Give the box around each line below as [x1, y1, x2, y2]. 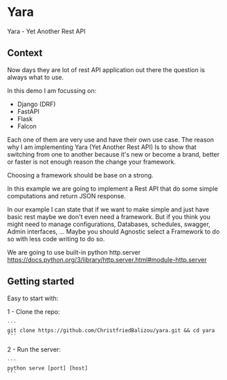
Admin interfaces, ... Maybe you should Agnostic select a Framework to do [7, 227, 220, 236]
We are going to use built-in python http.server [7, 248, 141, 257]
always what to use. [7, 73, 64, 81]
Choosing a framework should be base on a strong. [7, 171, 154, 179]
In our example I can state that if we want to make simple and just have [7, 205, 210, 214]
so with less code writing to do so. [7, 234, 105, 243]
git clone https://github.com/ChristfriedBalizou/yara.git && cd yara [7, 327, 215, 334]
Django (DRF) [17, 100, 56, 108]
